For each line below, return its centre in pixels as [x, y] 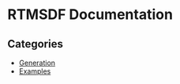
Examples [35, 71]
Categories [36, 44]
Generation [37, 63]
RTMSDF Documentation [90, 15]
